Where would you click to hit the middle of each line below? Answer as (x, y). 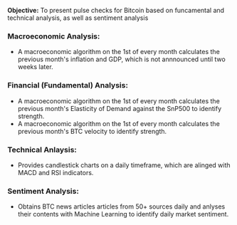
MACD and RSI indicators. (56, 172)
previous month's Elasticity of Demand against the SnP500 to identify (120, 108)
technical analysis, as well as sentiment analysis (78, 18)
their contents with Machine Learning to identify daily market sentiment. (123, 214)
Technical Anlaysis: (42, 150)
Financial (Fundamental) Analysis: (68, 85)
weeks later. (35, 67)
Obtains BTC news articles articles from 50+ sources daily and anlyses (121, 206)
